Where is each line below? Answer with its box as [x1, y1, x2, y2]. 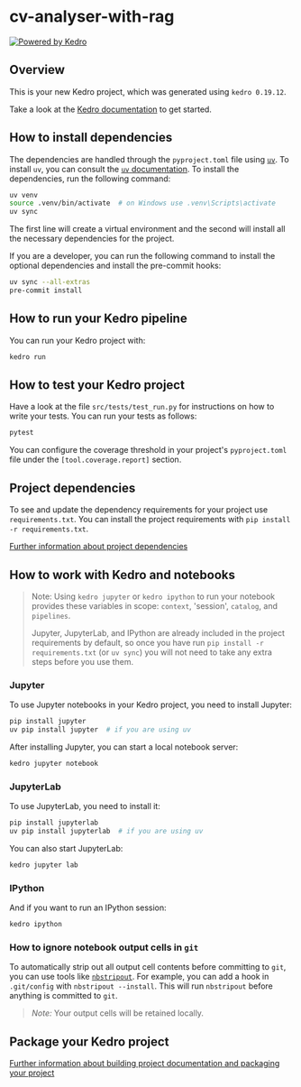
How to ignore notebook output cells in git [9, 941, 199, 953]
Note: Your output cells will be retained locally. [31, 1008, 205, 1018]
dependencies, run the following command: [9, 173, 171, 184]
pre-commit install [9, 286, 83, 295]
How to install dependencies [9, 130, 173, 145]
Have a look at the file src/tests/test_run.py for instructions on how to [9, 401, 275, 412]
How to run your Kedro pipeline [9, 311, 187, 327]
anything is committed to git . [9, 990, 119, 1001]
